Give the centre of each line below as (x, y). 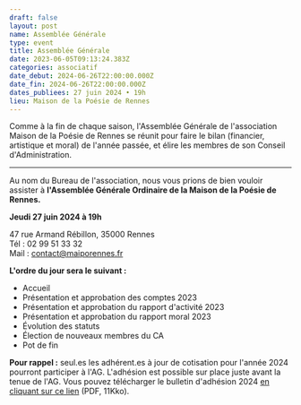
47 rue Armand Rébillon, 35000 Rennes (82, 235)
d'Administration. (40, 155)
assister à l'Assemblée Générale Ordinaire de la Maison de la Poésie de (143, 190)
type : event (31, 43)
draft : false (34, 17)
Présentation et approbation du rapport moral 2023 (117, 317)
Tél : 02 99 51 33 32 (46, 244)
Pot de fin (40, 345)
